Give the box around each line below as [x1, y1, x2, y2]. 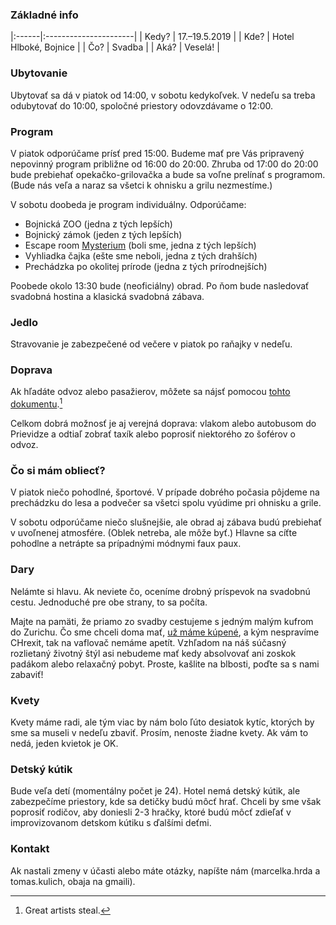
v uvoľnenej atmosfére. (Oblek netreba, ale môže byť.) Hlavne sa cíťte [10, 527, 298, 539]
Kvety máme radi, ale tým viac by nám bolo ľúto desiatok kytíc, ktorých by [10, 716, 315, 728]
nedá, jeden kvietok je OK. [10, 738, 119, 750]
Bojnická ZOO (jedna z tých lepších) [24, 218, 173, 230]
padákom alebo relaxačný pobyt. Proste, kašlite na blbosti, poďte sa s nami [10, 658, 320, 670]
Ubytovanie [10, 66, 68, 80]
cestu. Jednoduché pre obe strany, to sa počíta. [10, 596, 208, 608]
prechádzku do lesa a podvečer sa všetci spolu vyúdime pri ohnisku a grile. [10, 497, 322, 509]
